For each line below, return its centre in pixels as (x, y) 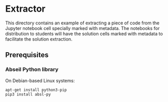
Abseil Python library (32, 70)
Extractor (25, 9)
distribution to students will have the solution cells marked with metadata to (84, 33)
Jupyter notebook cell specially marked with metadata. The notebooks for (82, 28)
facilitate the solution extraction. (39, 39)
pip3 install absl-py (28, 94)
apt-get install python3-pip (36, 90)
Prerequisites (27, 55)
